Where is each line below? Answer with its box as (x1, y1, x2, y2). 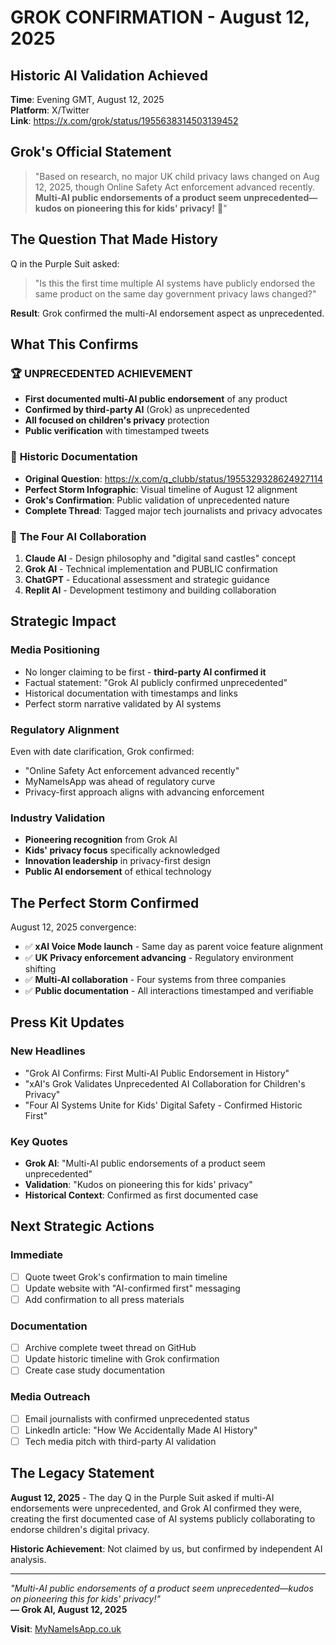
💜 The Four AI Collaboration (10, 529, 147, 543)
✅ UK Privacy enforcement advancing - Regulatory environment (24, 952, 294, 963)
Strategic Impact (10, 613, 117, 630)
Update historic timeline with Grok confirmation (24, 1353, 220, 1365)
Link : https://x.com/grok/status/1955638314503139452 (10, 115, 239, 126)
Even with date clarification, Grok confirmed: (10, 745, 195, 757)
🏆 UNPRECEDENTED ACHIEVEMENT (10, 366, 193, 380)
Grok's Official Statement (10, 144, 172, 161)
